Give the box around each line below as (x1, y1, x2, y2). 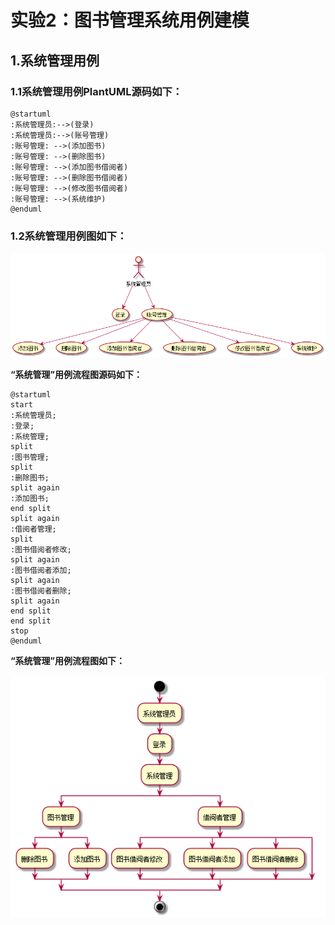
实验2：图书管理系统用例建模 (10, 9, 250, 32)
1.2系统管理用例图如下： (10, 229, 128, 243)
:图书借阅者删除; (10, 586, 72, 596)
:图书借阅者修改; (10, 545, 72, 555)
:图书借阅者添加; (10, 566, 72, 576)
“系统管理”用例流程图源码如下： (10, 369, 143, 381)
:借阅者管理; (10, 524, 57, 535)
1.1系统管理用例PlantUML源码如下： (10, 84, 183, 98)
